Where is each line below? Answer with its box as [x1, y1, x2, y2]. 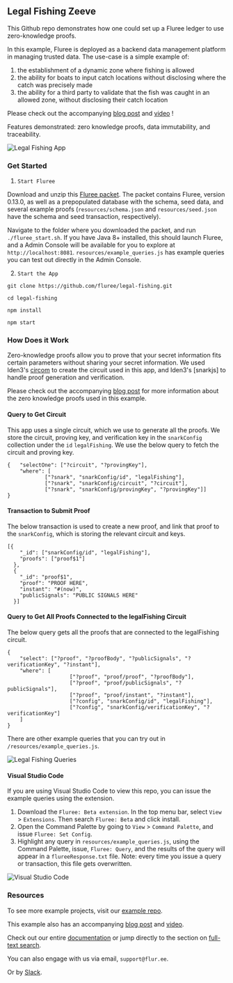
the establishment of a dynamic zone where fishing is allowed [17, 66, 195, 74]
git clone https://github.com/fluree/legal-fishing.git [7, 282, 172, 290]
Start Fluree [17, 178, 56, 185]
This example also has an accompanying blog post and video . [7, 920, 184, 928]
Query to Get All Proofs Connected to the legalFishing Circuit [7, 613, 186, 621]
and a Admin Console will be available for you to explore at [7, 241, 175, 250]
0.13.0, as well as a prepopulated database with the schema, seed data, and [7, 198, 224, 206]
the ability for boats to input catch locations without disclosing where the [17, 73, 226, 82]
